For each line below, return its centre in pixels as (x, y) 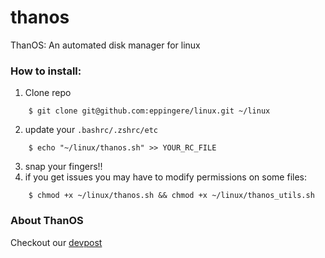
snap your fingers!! (63, 167)
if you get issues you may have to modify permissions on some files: (165, 177)
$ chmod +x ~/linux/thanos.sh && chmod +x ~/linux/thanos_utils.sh (171, 196)
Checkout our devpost (56, 242)
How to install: (46, 71)
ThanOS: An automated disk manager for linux (105, 45)
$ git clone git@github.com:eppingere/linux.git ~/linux (149, 111)
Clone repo (48, 93)
